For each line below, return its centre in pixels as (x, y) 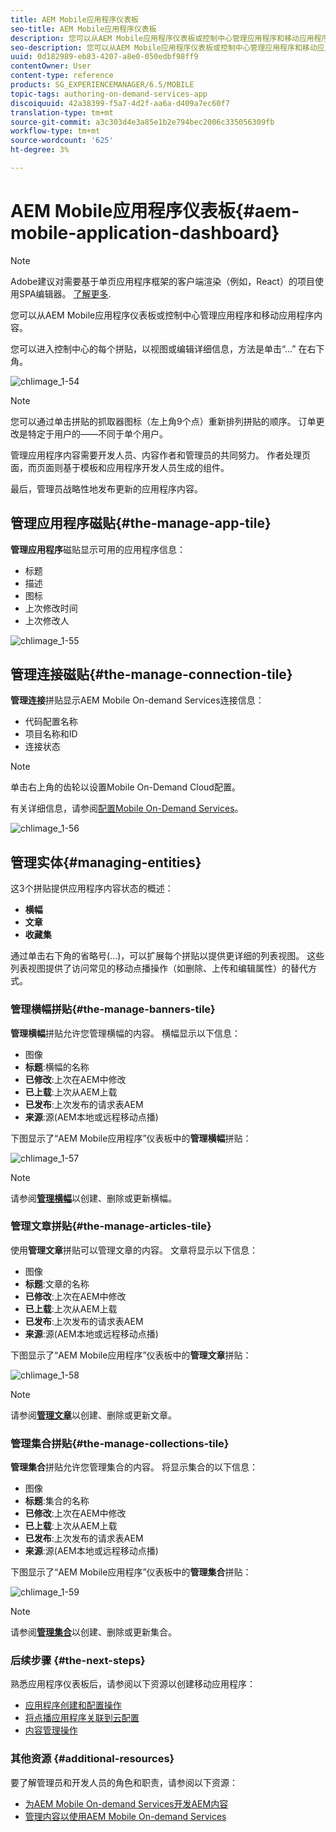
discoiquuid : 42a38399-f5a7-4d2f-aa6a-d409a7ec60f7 (120, 103)
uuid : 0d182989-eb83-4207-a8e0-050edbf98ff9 (104, 57)
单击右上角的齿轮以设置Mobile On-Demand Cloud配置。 (125, 787)
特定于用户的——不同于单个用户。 (97, 433)
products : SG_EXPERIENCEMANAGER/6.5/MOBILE (102, 85)
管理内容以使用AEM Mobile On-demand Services (125, 1816)
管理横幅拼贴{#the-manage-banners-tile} (113, 1009)
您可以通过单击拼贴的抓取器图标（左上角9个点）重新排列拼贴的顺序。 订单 (163, 421)
